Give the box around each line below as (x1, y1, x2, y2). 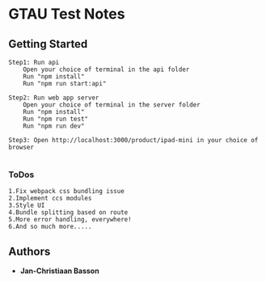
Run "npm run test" (23, 115, 89, 123)
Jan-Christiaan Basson (19, 266, 99, 276)
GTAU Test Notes (8, 5, 125, 23)
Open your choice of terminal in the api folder (23, 65, 190, 74)
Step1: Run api (8, 58, 60, 66)
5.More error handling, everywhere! (8, 216, 132, 224)
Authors (8, 244, 51, 259)
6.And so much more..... (8, 223, 92, 231)
